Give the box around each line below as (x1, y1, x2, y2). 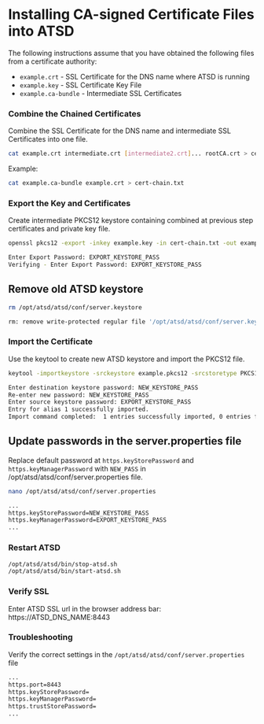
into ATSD (8, 22, 75, 40)
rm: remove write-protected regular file (8, 317, 146, 326)
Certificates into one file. (8, 135, 88, 144)
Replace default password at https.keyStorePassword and (8, 455, 194, 465)
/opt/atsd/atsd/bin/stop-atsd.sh (8, 560, 118, 568)
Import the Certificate (8, 336, 93, 347)
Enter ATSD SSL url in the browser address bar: (8, 604, 162, 613)
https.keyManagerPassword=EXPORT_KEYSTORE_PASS (8, 516, 167, 524)
